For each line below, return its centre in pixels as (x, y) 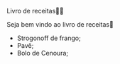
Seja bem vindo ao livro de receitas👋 (60, 24)
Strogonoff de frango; (49, 38)
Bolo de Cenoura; (43, 53)
